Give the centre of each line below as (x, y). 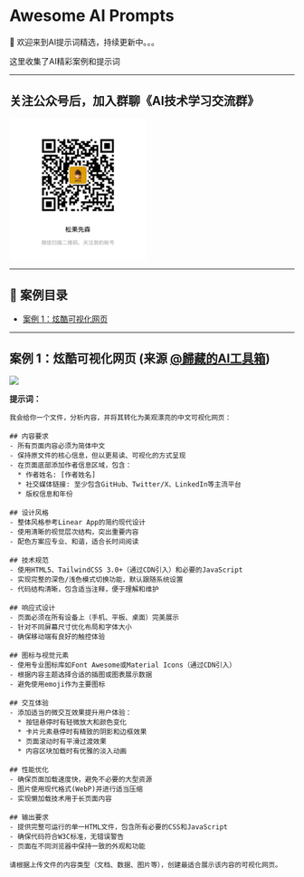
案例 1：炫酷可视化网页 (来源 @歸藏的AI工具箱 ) (140, 358)
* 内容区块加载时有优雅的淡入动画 (72, 752)
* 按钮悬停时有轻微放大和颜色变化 (72, 723)
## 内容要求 (29, 437)
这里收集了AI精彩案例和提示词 (65, 61)
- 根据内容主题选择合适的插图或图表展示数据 (81, 675)
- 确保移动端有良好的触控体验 (57, 637)
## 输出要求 (29, 818)
